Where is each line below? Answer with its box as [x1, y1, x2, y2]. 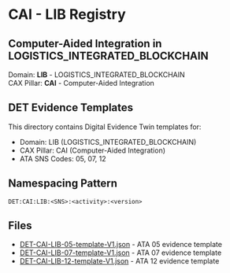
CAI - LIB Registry [8, 6, 126, 24]
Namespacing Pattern [8, 177, 118, 190]
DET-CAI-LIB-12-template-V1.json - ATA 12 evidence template [19, 256, 220, 266]
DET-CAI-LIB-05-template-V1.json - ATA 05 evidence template [19, 240, 223, 249]
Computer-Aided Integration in [8, 37, 162, 50]
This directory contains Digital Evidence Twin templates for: [8, 122, 202, 131]
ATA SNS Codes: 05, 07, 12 [19, 153, 106, 163]
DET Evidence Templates [8, 101, 134, 115]
